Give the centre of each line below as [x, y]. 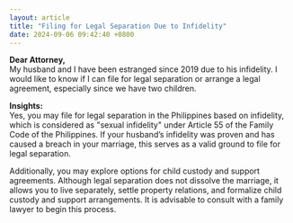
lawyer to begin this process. [63, 210]
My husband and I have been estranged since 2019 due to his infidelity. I [143, 69]
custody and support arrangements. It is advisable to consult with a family [146, 200]
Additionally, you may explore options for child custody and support [135, 171]
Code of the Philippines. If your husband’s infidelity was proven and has [142, 135]
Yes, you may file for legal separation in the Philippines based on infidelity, [147, 116]
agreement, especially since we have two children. [103, 89]
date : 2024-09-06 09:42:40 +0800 [72, 34]
